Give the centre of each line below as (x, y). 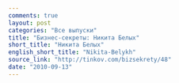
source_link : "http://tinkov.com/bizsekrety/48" (90, 60)
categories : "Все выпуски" (53, 30)
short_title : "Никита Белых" (56, 45)
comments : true (33, 15)
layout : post (30, 23)
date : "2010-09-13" (40, 67)
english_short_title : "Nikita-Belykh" (72, 52)
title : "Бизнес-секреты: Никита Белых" (74, 38)
